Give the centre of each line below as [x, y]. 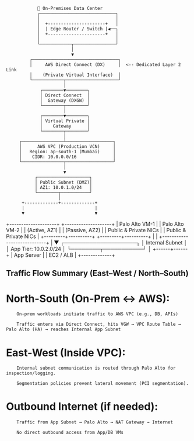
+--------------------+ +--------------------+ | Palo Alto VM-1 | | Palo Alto [95, 224]
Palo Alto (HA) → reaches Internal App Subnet [64, 330]
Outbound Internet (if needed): [82, 407]
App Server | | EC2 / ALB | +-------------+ [64, 255]
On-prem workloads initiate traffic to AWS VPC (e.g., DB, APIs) [98, 314]
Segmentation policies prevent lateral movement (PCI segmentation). [103, 384]
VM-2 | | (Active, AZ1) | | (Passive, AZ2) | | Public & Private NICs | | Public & [96, 230]
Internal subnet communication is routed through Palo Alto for [96, 368]
